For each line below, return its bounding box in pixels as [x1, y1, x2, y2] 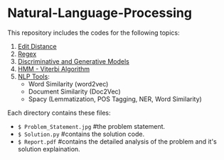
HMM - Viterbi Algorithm [17, 64, 90, 73]
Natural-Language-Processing [7, 5, 192, 21]
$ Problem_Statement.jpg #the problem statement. [17, 122, 166, 130]
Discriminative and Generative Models [17, 57, 129, 65]
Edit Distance [17, 42, 57, 50]
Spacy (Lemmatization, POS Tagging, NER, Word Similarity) [28, 94, 203, 103]
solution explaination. [17, 144, 80, 153]
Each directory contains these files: [7, 108, 112, 117]
